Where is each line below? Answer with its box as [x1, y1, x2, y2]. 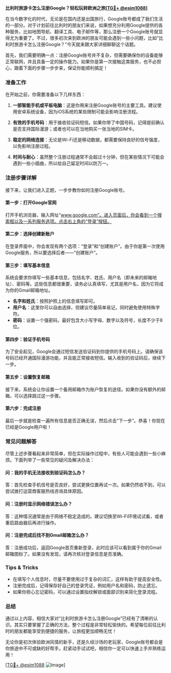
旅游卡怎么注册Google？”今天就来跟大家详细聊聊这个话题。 [14, 41, 138, 47]
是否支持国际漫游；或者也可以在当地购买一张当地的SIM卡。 [12, 126, 137, 132]
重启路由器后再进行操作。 [5, 519, 59, 526]
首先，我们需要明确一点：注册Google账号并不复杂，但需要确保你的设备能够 [5, 52, 163, 58]
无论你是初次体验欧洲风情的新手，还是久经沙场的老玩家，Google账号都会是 [5, 639, 163, 645]
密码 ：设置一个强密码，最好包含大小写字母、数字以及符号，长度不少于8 [12, 317, 163, 323]
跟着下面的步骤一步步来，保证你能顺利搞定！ [14, 65, 108, 71]
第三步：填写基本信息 [5, 262, 50, 268]
